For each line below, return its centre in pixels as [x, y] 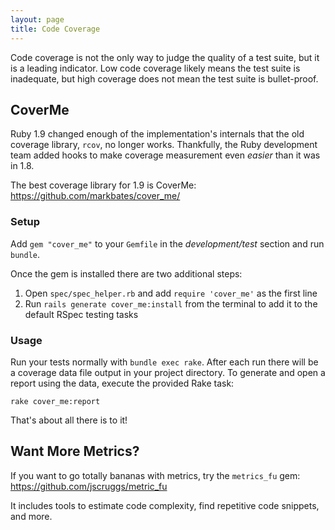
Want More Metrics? [75, 451]
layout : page [37, 19]
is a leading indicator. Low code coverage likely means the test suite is [155, 68]
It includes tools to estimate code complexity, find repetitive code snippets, [165, 505]
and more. [31, 516]
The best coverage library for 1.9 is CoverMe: [103, 185]
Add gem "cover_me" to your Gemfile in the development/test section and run [167, 243]
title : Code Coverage [55, 29]
